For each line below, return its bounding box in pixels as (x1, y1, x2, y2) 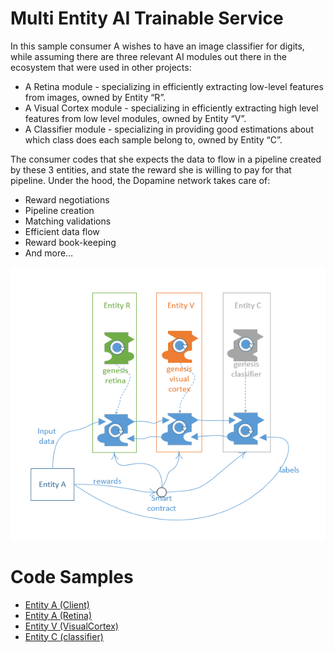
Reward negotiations (24, 193, 110, 206)
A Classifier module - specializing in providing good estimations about (24, 123, 314, 135)
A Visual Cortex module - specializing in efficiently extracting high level (24, 102, 319, 114)
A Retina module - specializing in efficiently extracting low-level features (24, 80, 324, 92)
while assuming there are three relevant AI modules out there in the (10, 50, 287, 62)
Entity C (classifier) (24, 630, 104, 642)
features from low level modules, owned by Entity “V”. (24, 112, 247, 124)
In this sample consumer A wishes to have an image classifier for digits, (10, 40, 305, 52)
